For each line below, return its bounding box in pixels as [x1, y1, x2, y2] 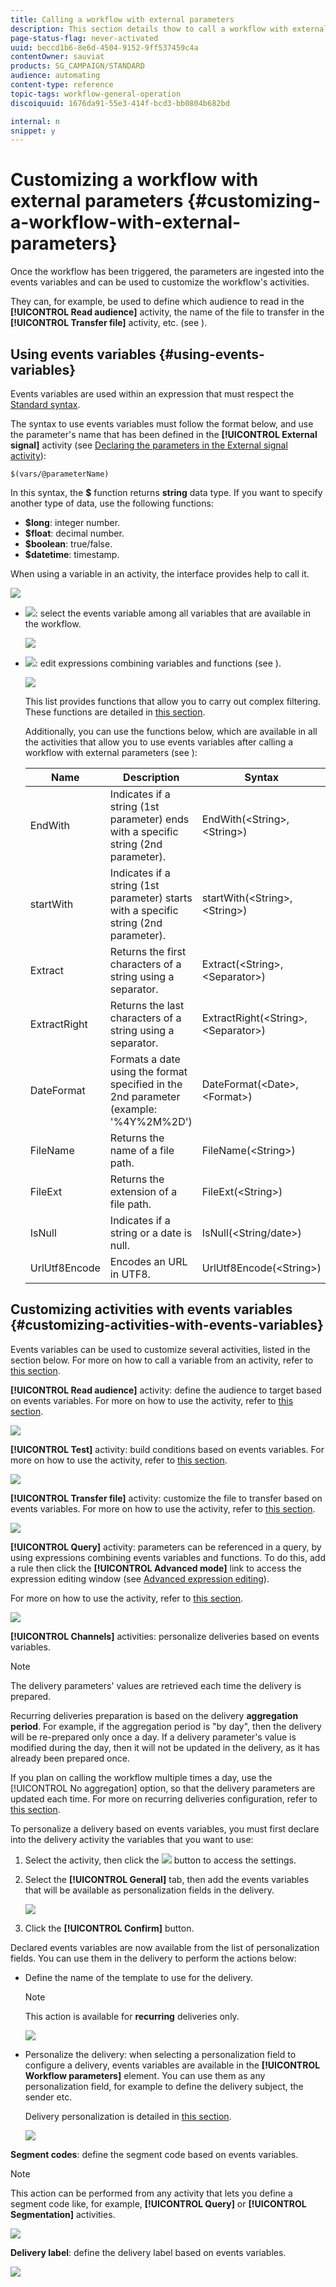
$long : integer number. [24, 517, 121, 528]
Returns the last [109, 999, 185, 1012]
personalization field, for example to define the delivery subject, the [24, 2080, 304, 2092]
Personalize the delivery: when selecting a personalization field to [24, 2048, 297, 2060]
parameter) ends [109, 812, 190, 826]
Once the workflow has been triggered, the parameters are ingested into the [10, 266, 325, 278]
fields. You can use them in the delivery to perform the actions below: [10, 1952, 297, 1964]
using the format [109, 1065, 188, 1078]
